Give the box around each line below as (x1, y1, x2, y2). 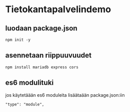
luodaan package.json (5, 24, 77, 33)
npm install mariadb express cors (5, 65, 79, 70)
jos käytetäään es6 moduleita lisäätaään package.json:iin (5, 92, 125, 98)
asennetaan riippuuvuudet (5, 51, 92, 60)
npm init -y (5, 37, 31, 42)
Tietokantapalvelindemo (5, 4, 111, 15)
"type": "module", (5, 102, 44, 107)
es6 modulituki (5, 78, 54, 87)
